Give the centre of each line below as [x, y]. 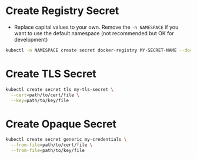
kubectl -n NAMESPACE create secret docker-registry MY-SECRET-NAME [91, 50]
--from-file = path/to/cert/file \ [52, 145]
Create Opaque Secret [61, 124]
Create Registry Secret [62, 11]
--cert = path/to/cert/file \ [45, 95]
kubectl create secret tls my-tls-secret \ [60, 89]
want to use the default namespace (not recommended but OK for [94, 33]
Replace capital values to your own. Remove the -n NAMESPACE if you [96, 27]
